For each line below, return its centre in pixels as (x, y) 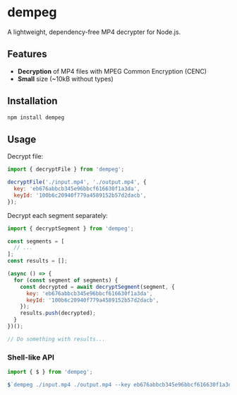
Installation (32, 101)
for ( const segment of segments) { (66, 280)
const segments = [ (36, 241)
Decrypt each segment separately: (57, 215)
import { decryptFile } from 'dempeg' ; (66, 170)
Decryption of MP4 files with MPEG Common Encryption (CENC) (112, 71)
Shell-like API (31, 357)
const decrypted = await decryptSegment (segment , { (97, 287)
